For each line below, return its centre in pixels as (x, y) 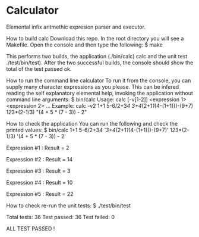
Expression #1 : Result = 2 (38, 148)
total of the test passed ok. (39, 68)
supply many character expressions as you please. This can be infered (93, 86)
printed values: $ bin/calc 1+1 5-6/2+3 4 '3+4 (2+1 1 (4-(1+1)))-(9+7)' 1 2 (91, 130)
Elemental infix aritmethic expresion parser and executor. (76, 27)
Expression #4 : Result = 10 (40, 182)
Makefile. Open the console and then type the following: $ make (85, 45)
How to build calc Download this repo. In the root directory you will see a (95, 38)
